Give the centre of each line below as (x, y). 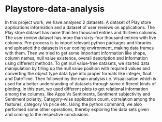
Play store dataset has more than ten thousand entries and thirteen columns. (81, 32)
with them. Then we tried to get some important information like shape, (76, 53)
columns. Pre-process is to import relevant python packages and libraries (78, 42)
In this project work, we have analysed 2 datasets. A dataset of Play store (78, 22)
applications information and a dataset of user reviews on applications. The (80, 27)
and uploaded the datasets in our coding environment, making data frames (79, 48)
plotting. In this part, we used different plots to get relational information (77, 89)
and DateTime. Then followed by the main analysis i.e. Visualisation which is (81, 79)
